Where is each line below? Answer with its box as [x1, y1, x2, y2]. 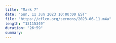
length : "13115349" [5, 21, 45, 26]
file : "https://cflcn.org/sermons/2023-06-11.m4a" [5, 16, 112, 21]
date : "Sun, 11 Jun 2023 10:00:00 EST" [5, 12, 87, 17]
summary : [5, 30, 23, 35]
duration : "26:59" [5, 26, 43, 31]
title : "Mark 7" [5, 7, 39, 12]
